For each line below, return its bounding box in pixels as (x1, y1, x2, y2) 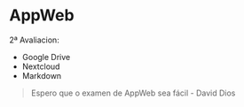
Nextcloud (21, 61, 60, 72)
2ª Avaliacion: (9, 34, 59, 45)
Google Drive (21, 51, 71, 62)
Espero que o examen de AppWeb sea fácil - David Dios (30, 88, 236, 98)
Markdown (21, 70, 62, 80)
